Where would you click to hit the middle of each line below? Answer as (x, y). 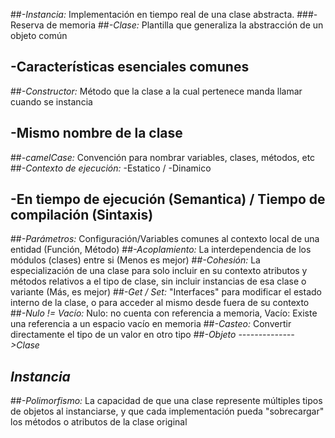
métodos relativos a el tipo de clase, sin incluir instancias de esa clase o (158, 281)
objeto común (39, 35)
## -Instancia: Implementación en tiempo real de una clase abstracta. (152, 14)
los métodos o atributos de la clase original (99, 422)
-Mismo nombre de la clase (96, 133)
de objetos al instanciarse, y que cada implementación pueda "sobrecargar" (167, 411)
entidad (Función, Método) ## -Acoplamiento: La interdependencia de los (161, 250)
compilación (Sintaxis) (82, 215)
